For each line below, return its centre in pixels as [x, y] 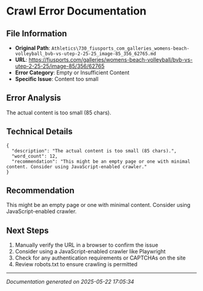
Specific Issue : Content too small [56, 79]
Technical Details [40, 132]
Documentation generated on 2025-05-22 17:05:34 [70, 282]
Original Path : [32, 48]
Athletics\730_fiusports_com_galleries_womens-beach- [120, 48]
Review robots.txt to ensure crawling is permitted [76, 264]
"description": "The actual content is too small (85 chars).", [94, 151]
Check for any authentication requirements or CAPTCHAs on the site [100, 258]
